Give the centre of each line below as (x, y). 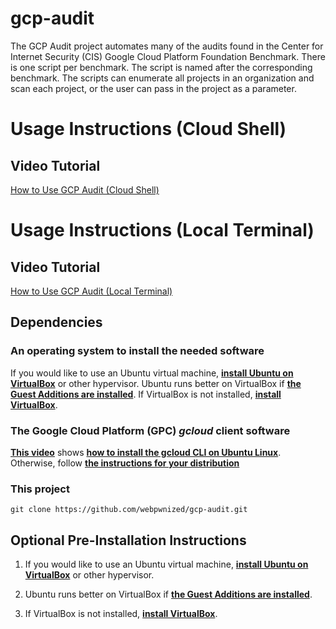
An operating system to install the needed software (137, 351)
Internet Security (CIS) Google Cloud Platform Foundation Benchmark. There (168, 56)
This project (40, 489)
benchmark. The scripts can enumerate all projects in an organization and (162, 78)
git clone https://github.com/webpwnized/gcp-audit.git (129, 510)
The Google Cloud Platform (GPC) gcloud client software (150, 430)
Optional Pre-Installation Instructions (128, 540)
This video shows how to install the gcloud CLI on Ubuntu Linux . (146, 452)
